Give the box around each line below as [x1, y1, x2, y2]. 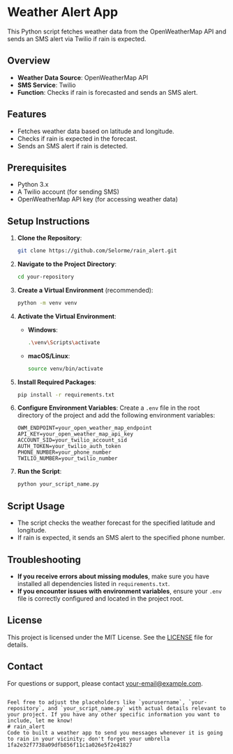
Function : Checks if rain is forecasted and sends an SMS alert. [17, 88, 198, 96]
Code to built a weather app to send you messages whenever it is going [7, 729, 223, 736]
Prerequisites [7, 162, 67, 174]
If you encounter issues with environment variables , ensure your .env [17, 587, 222, 595]
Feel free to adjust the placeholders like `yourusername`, [7, 698, 186, 706]
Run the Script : [17, 468, 62, 476]
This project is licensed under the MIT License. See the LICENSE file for [7, 633, 213, 641]
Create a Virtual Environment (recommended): [17, 286, 153, 294]
